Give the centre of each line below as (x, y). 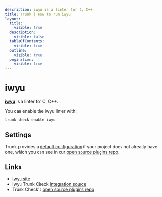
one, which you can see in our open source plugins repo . (62, 152)
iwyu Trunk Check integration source (49, 184)
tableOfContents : (27, 41)
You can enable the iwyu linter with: (41, 111)
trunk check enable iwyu (30, 120)
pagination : (22, 59)
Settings (18, 135)
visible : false (29, 37)
